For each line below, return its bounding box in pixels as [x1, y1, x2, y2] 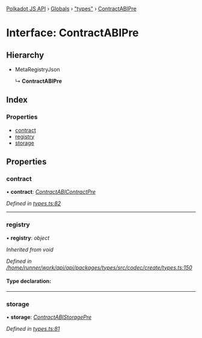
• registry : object [6, 234, 50, 241]
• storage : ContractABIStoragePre [6, 313, 92, 321]
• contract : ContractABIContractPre [6, 189, 96, 196]
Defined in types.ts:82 [6, 200, 61, 207]
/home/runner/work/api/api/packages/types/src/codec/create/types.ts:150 [6, 264, 192, 271]
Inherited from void [6, 246, 54, 253]
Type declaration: [6, 277, 52, 285]
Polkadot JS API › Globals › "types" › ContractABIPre [6, 5, 137, 12]
